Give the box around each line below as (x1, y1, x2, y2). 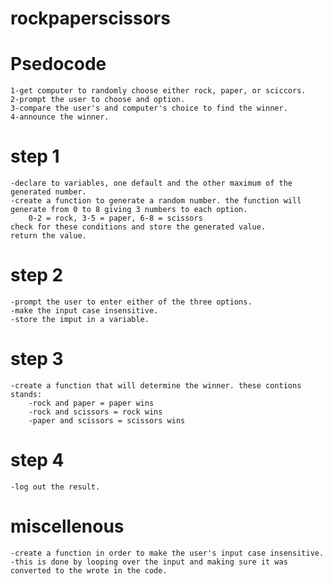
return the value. (10, 231, 87, 241)
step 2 (10, 264, 64, 287)
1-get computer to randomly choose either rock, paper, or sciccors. (10, 86, 307, 96)
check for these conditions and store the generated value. (10, 222, 267, 232)
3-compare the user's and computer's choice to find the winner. (10, 103, 288, 114)
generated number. (10, 187, 87, 197)
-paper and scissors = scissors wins (28, 415, 186, 426)
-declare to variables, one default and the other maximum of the (10, 178, 293, 189)
